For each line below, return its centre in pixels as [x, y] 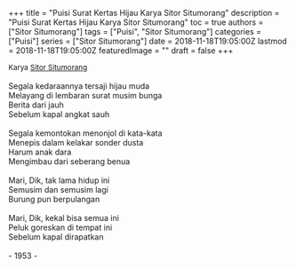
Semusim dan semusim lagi [58, 189]
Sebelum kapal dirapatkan [56, 237]
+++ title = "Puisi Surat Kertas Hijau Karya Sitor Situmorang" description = [144, 13]
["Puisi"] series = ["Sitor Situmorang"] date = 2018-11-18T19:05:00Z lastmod [148, 41]
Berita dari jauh [36, 105]
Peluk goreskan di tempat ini [60, 227]
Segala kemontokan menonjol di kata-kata [85, 133]
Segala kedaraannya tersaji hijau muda [79, 86]
